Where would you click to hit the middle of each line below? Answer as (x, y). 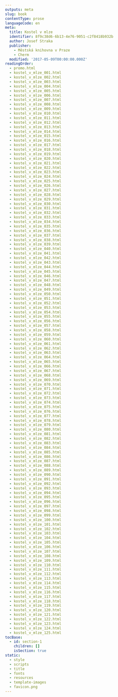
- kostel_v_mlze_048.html (36, 285)
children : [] (27, 646)
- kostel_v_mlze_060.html (36, 339)
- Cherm (21, 55)
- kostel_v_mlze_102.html (36, 529)
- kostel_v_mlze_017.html (36, 145)
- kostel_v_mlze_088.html (36, 466)
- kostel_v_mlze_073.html (36, 398)
